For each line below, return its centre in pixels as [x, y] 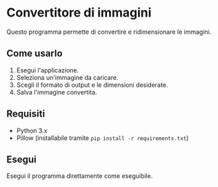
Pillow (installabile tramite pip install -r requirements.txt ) [102, 138]
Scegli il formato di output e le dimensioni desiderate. [92, 85]
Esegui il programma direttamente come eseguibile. [80, 176]
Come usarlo [34, 53]
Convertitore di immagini [79, 13]
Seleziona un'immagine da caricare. [67, 77]
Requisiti [26, 114]
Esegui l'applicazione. [48, 70]
